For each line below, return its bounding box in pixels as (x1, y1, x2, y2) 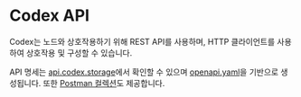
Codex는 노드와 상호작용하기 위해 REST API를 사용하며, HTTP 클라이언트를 (9, 36, 276, 47)
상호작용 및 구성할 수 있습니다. (25, 47, 133, 58)
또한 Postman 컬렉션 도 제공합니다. (42, 77, 165, 88)
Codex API (9, 5, 90, 26)
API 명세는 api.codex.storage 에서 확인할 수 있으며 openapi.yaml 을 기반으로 (9, 66, 278, 77)
